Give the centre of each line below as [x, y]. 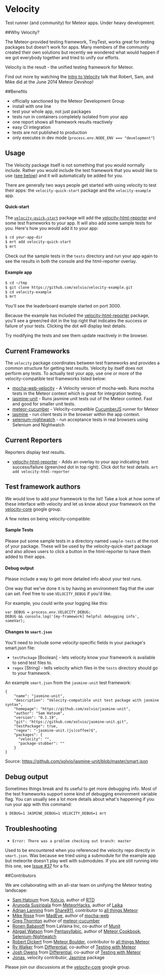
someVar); [15, 621]
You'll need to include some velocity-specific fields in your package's [75, 643]
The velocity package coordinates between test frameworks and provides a [82, 363]
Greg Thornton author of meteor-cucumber [56, 921]
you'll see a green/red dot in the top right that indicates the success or [76, 321]
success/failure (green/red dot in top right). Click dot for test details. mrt [85, 467]
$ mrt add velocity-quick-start [38, 242]
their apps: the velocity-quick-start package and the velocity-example [78, 190]
